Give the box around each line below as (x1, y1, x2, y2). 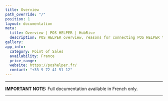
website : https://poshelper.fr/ (9, 63, 77, 68)
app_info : (5, 44, 26, 49)
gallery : (5, 40, 23, 45)
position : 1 (5, 16, 30, 21)
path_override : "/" (5, 12, 46, 17)
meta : (5, 26, 16, 31)
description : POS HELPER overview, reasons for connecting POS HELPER (9, 35, 160, 40)
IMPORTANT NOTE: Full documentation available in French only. (5, 86, 138, 92)
